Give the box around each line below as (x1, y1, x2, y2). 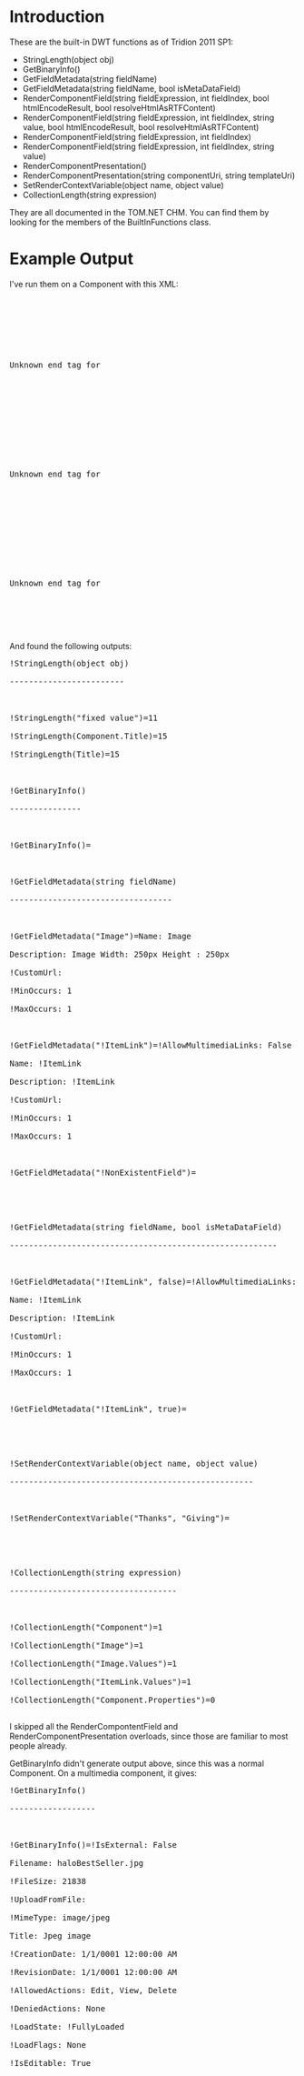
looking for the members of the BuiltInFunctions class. (9, 216, 211, 227)
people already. (9, 1740, 68, 1751)
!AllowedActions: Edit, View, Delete (9, 1985, 178, 1995)
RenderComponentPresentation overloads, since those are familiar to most (9, 1730, 289, 1741)
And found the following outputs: (9, 640, 132, 651)
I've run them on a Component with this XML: (9, 278, 179, 289)
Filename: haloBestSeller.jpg (9, 1858, 144, 1868)
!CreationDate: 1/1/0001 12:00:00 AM (9, 1949, 178, 1959)
